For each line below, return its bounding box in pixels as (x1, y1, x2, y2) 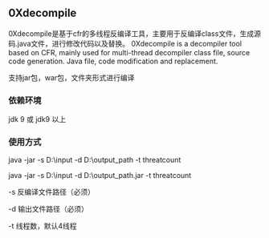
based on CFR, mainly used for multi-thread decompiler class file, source (8, 47, 251, 57)
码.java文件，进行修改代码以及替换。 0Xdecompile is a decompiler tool (8, 38, 243, 48)
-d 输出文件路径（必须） (8, 204, 88, 214)
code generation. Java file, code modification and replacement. (8, 56, 218, 66)
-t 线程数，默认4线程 (8, 221, 78, 231)
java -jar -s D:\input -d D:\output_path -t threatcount (8, 155, 181, 165)
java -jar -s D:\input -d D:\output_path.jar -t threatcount (8, 171, 192, 180)
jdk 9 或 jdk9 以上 (8, 115, 67, 124)
